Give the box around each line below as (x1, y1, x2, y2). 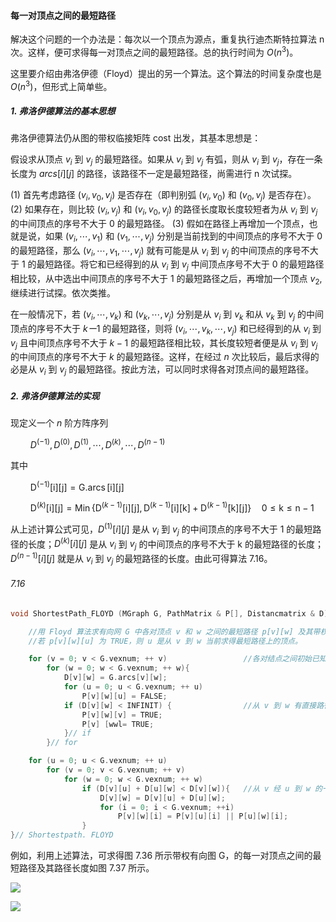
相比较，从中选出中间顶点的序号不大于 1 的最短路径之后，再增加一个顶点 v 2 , (10, 273, 323, 287)
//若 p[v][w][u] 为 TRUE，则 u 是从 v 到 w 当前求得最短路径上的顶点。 (28, 636, 303, 646)
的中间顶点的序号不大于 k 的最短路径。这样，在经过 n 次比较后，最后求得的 (10, 351, 320, 363)
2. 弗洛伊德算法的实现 (10, 390, 100, 402)
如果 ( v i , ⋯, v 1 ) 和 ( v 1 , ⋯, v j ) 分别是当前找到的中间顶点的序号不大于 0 (44, 230, 323, 244)
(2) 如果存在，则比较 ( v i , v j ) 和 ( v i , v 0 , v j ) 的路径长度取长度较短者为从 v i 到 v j (10, 203, 318, 217)
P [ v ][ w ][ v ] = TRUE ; (81, 710, 163, 720)
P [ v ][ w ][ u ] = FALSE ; (81, 691, 168, 701)
